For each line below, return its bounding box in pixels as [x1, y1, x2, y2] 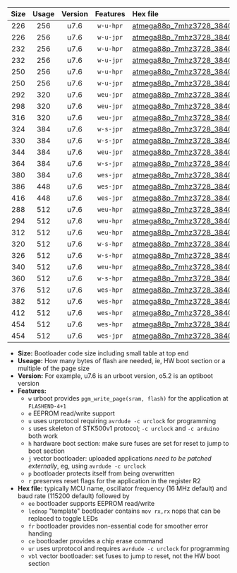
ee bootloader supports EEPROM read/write [28, 500, 155, 507]
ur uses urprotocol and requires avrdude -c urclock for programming [28, 544, 230, 553]
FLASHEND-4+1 [28, 403, 67, 410]
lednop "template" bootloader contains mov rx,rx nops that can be [28, 507, 221, 515]
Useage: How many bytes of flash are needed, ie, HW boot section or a [17, 357, 226, 365]
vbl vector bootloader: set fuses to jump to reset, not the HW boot [28, 552, 221, 560]
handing [28, 529, 52, 538]
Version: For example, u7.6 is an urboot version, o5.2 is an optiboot [17, 372, 214, 380]
